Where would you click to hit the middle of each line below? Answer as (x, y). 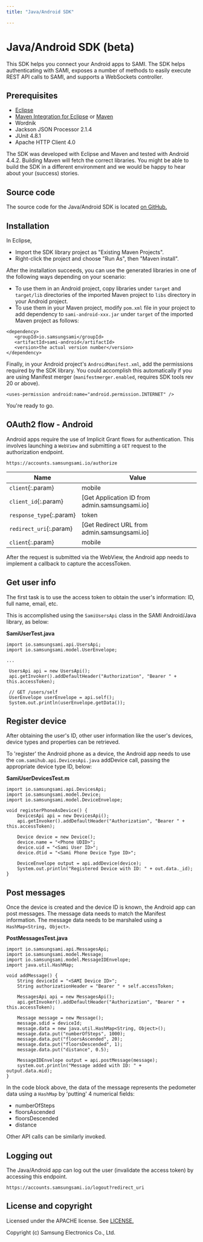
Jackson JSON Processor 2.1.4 (53, 129)
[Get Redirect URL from (114, 525)
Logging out (29, 1156)
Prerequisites (32, 95)
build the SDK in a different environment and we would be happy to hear (96, 167)
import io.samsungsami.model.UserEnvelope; (62, 650)
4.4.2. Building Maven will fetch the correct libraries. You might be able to (98, 160)
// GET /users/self (34, 692)
